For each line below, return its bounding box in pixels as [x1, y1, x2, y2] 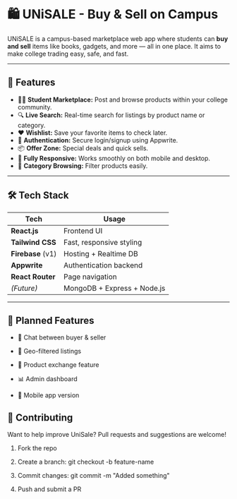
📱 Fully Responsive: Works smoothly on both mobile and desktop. [17, 154, 210, 162]
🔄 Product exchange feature [17, 361, 99, 369]
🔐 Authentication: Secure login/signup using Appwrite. [17, 136, 178, 144]
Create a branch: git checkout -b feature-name [17, 457, 154, 467]
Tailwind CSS [11, 237, 56, 247]
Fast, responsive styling [63, 237, 142, 247]
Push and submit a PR [17, 485, 82, 493]
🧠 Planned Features [7, 314, 95, 326]
